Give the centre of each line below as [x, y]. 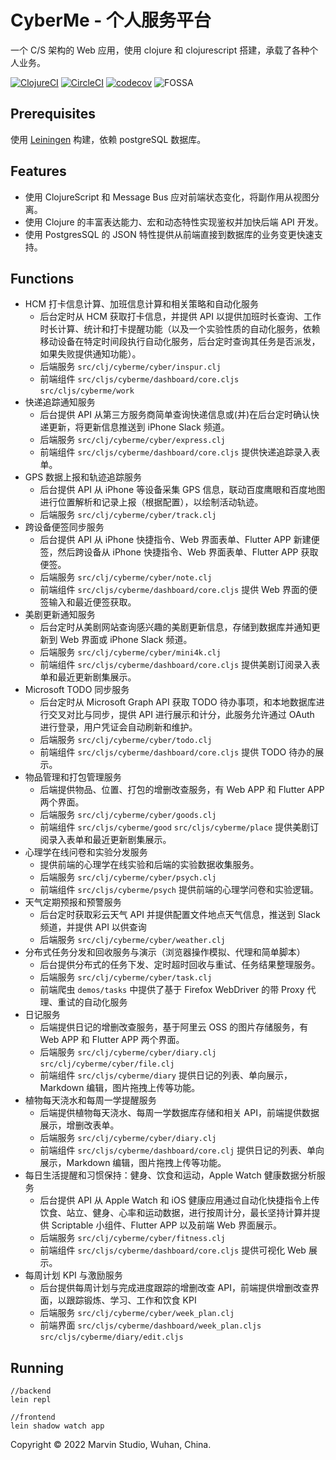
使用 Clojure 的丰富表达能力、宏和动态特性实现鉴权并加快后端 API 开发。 [174, 222]
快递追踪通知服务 [60, 402]
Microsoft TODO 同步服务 [77, 690]
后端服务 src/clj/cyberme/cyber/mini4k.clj [130, 652]
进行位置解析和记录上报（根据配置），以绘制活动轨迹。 [151, 502]
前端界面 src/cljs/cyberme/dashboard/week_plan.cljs [150, 1325]
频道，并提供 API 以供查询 [93, 927]
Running [37, 1367]
